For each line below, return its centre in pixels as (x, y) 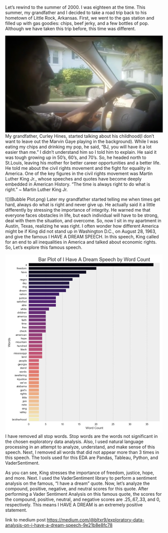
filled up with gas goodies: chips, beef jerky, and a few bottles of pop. (77, 23)
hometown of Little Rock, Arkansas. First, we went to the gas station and (80, 18)
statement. (16, 510)
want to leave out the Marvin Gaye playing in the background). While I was (82, 141)
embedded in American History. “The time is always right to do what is (78, 184)
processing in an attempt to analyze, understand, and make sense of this (80, 447)
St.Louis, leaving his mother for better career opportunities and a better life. (83, 162)
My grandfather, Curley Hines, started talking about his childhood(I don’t (80, 136)
